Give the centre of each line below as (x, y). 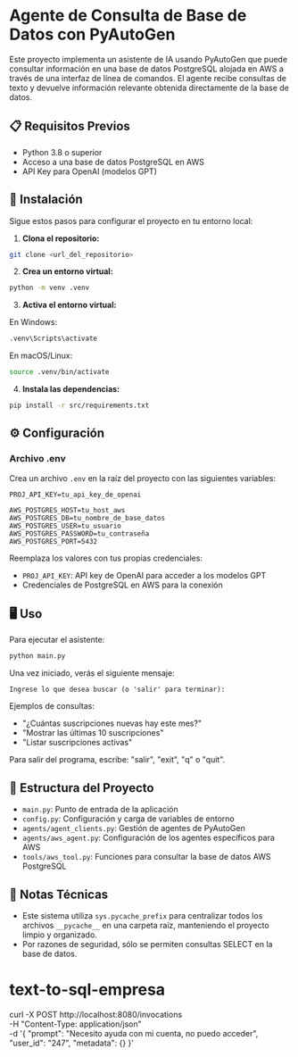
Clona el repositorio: (61, 238)
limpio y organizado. (60, 935)
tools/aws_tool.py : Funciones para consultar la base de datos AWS (146, 857)
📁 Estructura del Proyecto (82, 788)
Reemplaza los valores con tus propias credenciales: (106, 558)
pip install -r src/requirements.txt (79, 406)
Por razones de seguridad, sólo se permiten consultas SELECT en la (147, 944)
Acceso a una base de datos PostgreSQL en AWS (113, 162)
